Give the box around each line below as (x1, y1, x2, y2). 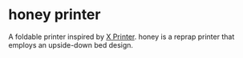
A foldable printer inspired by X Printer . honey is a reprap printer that (8, 32, 235, 41)
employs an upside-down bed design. (8, 40, 134, 49)
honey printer (8, 6, 101, 24)
